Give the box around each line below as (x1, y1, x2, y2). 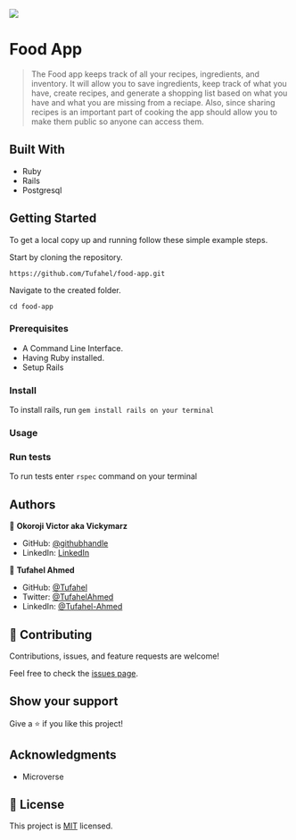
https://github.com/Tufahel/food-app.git (9, 269, 166, 278)
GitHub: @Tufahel (21, 582, 87, 593)
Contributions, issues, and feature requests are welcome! (9, 651, 220, 661)
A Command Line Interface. (21, 342, 124, 353)
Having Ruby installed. (21, 352, 105, 363)
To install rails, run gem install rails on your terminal (9, 405, 214, 416)
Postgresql (21, 184, 62, 196)
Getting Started (9, 211, 97, 226)
